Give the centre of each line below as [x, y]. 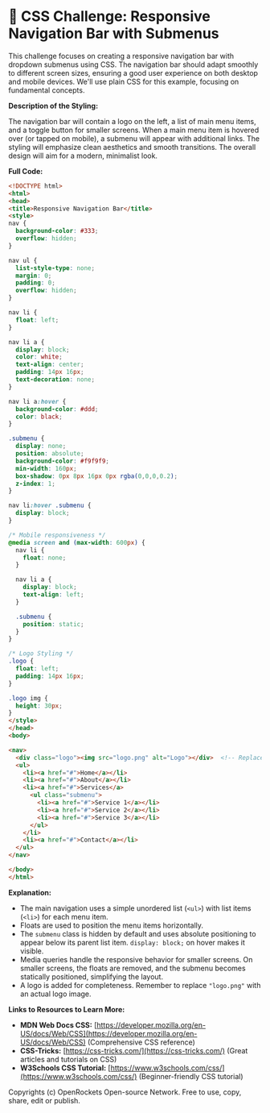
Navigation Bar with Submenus [114, 33]
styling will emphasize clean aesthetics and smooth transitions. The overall [132, 147]
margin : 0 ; [34, 276]
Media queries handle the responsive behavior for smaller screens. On [136, 959]
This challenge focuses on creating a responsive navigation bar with [121, 56]
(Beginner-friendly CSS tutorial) [191, 1076]
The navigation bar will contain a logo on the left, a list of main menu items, [132, 121]
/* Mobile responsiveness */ [57, 535]
